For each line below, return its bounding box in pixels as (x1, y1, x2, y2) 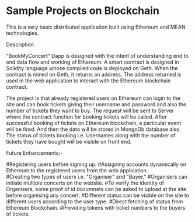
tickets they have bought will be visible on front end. (6, 138, 132, 145)
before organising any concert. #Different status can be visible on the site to (6, 192, 190, 199)
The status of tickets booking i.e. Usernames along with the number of (6, 131, 176, 138)
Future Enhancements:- (6, 149, 63, 156)
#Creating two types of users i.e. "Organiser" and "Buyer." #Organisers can (6, 173, 188, 180)
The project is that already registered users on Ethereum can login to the (6, 95, 181, 102)
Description (6, 41, 34, 48)
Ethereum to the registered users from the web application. (6, 166, 148, 174)
